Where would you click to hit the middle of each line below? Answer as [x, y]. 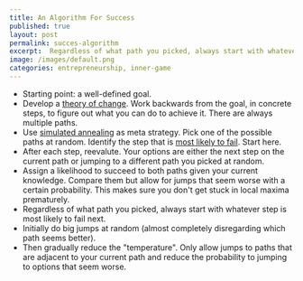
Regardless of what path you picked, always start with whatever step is [154, 209]
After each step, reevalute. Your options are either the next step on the [153, 151]
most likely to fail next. [64, 219]
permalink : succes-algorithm [64, 43]
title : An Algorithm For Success [72, 18]
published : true [40, 26]
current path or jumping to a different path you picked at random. [143, 161]
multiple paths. [50, 122]
